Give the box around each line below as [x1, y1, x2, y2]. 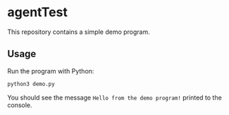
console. [7, 100, 33, 109]
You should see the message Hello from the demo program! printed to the [7, 93, 222, 102]
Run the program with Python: [7, 66, 94, 75]
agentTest [7, 4, 68, 20]
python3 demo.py [7, 80, 55, 87]
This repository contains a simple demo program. [7, 28, 150, 36]
